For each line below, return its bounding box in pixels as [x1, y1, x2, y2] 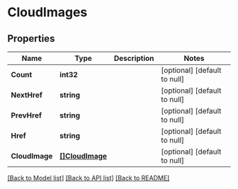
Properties [7, 33, 55, 45]
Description [113, 54, 154, 63]
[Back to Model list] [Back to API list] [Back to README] [7, 174, 170, 182]
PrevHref [11, 110, 42, 120]
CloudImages [7, 4, 88, 21]
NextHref [11, 90, 42, 100]
